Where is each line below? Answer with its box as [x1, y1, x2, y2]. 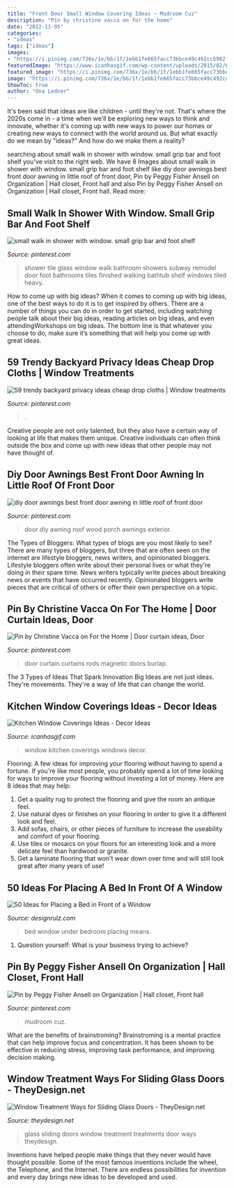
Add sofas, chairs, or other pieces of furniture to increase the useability [17, 824, 223, 833]
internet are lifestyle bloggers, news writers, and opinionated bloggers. [7, 553, 211, 561]
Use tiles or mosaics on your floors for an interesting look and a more [17, 840, 216, 848]
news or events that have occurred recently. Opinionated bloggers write [7, 575, 214, 584]
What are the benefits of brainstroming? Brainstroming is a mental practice [7, 1031, 221, 1039]
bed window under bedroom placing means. [24, 928, 152, 935]
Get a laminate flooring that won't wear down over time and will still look [17, 854, 224, 863]
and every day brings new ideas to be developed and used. [7, 1173, 178, 1181]
